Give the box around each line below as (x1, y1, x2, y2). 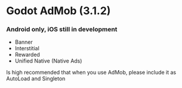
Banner (14, 38, 33, 45)
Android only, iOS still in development (6, 25, 118, 34)
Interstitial (14, 45, 40, 52)
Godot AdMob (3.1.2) (6, 4, 111, 18)
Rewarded (14, 51, 41, 58)
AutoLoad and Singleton (6, 75, 66, 82)
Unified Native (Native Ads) (14, 57, 82, 64)
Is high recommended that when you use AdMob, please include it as (6, 69, 177, 76)
